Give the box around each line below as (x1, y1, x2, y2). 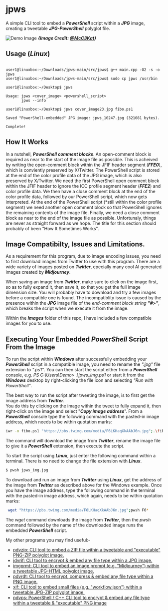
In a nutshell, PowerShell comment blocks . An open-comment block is (5, 151, 152, 157)
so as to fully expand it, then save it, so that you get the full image (5, 284, 141, 290)
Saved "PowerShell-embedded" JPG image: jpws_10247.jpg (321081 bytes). (5, 115, 160, 121)
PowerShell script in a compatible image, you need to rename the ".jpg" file (5, 361, 161, 367)
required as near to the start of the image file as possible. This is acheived (5, 156, 158, 162)
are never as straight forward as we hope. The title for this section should (5, 220, 157, 226)
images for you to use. (5, 320, 52, 326)
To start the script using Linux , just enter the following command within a (5, 453, 156, 459)
